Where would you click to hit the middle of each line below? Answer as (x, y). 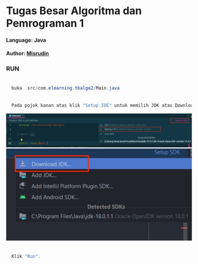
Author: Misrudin (27, 54)
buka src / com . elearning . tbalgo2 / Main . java (65, 88)
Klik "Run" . (26, 257)
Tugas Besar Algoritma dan (74, 11)
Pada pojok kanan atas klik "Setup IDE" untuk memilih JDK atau (92, 105)
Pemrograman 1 (45, 23)
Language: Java (26, 40)
